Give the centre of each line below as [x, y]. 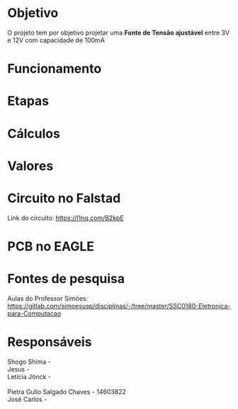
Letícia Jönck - [29, 376]
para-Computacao [34, 313]
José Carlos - [27, 399]
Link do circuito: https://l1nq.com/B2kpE [66, 218]
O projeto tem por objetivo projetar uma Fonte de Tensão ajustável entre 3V [119, 33]
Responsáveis [50, 342]
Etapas [28, 101]
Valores [30, 166]
